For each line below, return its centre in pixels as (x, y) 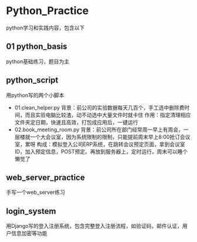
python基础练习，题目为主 (38, 61)
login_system (31, 211)
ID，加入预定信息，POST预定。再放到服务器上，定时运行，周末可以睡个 (101, 151)
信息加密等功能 (29, 233)
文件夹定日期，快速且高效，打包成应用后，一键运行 (76, 122)
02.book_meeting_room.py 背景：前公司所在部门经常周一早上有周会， (99, 129)
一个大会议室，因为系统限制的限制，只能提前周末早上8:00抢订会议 (110, 137)
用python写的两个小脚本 (35, 95)
